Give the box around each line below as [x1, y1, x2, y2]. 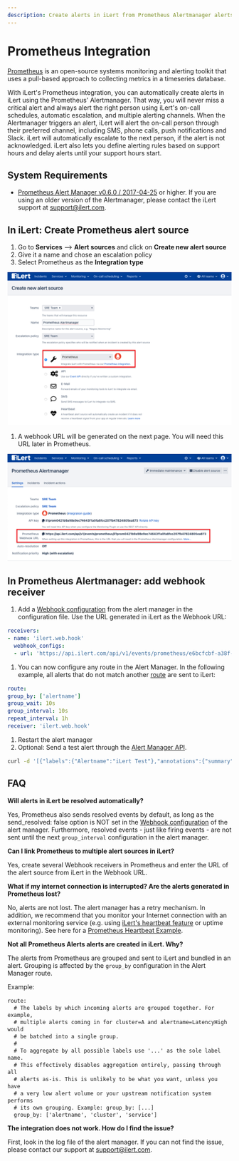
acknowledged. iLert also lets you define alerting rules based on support [7, 141, 221, 150]
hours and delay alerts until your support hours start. [7, 148, 162, 157]
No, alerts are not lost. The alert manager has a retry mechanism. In [7, 903, 206, 912]
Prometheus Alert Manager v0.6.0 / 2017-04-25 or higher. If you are [17, 188, 217, 197]
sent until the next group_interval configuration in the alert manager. [7, 832, 210, 841]
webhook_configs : [14, 642, 65, 649]
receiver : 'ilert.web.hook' [7, 723, 91, 730]
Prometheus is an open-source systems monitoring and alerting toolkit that [7, 66, 227, 75]
